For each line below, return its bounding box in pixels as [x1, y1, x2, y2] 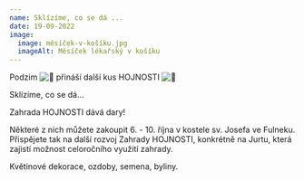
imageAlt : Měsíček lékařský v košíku [17, 47, 161, 56]
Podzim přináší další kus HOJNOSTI [9, 71, 161, 82]
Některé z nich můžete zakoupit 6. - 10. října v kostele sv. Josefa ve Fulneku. [9, 124, 296, 136]
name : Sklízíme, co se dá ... [9, 13, 124, 23]
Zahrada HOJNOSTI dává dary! [9, 107, 126, 118]
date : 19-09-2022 [9, 22, 75, 31]
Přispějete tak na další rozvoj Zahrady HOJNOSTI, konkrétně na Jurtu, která [9, 134, 292, 145]
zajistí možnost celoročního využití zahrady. [9, 144, 174, 155]
